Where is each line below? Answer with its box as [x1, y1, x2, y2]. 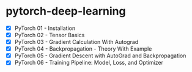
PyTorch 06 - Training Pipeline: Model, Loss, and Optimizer [14, 59, 163, 67]
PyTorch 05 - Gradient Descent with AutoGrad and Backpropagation [14, 52, 186, 59]
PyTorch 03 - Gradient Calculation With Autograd [14, 38, 139, 46]
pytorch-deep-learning [6, 4, 126, 18]
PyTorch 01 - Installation [14, 24, 76, 32]
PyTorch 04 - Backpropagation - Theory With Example [14, 45, 152, 52]
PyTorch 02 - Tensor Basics [14, 32, 85, 38]
